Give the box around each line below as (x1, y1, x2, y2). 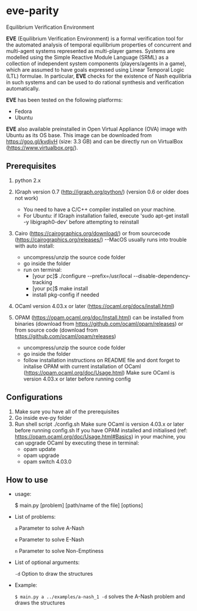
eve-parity (6, 4, 59, 18)
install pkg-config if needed (32, 291, 99, 298)
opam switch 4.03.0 (23, 458, 72, 465)
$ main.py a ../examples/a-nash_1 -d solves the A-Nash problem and (14, 593, 185, 600)
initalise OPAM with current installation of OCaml (23, 363, 141, 370)
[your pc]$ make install (32, 285, 88, 292)
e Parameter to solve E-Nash (14, 536, 84, 543)
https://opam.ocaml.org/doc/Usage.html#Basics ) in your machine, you (14, 433, 186, 440)
